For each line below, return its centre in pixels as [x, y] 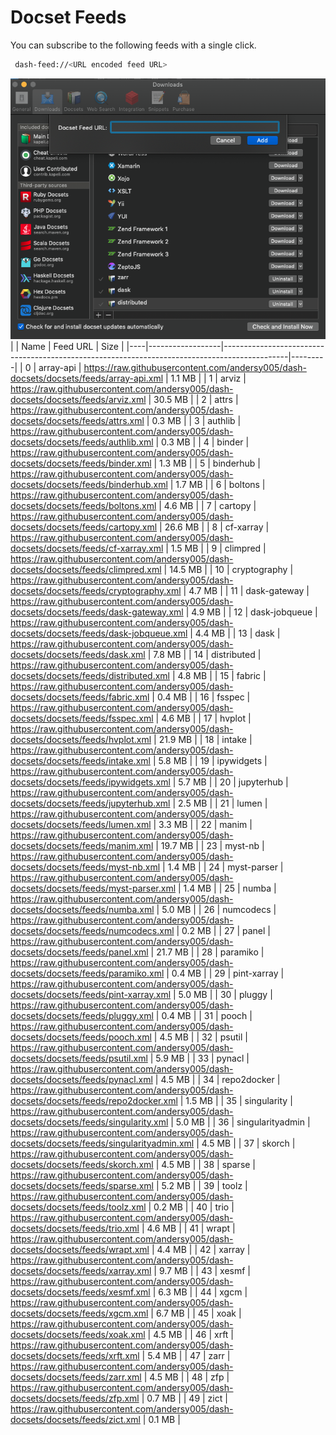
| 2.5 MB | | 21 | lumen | [220, 803]
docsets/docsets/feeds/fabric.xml [80, 697]
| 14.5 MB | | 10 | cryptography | [228, 569]
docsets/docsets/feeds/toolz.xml [78, 1207]
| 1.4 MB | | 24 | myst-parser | [223, 867]
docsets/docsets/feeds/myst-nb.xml [85, 867]
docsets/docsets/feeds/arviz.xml [78, 399]
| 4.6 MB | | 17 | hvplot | [203, 718]
